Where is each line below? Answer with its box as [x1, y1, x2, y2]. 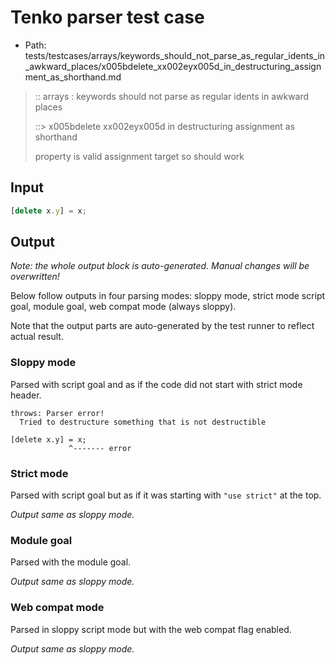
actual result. [10, 331, 64, 343]
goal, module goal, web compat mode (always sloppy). [10, 301, 237, 313]
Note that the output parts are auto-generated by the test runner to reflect [10, 320, 315, 332]
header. [10, 389, 42, 401]
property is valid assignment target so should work [34, 150, 245, 162]
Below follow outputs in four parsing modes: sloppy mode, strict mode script [10, 290, 326, 302]
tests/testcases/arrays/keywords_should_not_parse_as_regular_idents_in [24, 49, 326, 61]
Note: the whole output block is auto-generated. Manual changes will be [10, 260, 310, 272]
